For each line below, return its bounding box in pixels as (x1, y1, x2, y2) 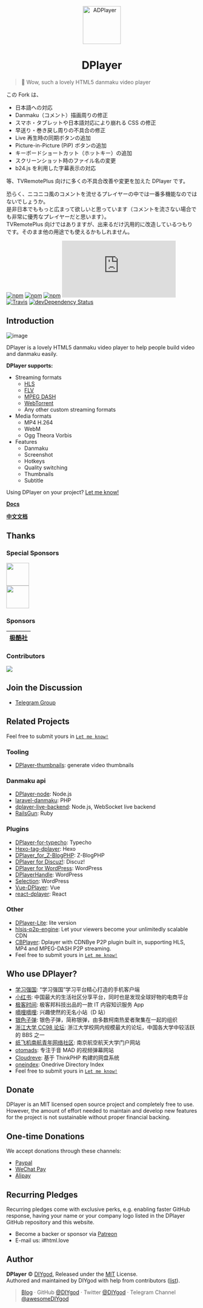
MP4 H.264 (24, 418, 53, 426)
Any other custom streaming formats (24, 406, 116, 413)
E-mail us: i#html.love (15, 1237, 70, 1244)
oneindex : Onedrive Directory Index (15, 1061, 104, 1068)
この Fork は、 (6, 91, 42, 98)
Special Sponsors (6, 549, 59, 557)
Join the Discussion (6, 683, 83, 693)
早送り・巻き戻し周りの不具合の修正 (15, 126, 106, 133)
